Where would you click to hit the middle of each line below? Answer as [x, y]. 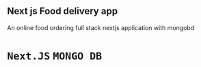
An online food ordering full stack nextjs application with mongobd [101, 27]
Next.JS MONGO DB [55, 56]
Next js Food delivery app [63, 11]
